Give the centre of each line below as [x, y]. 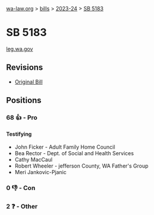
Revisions [25, 68]
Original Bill [29, 82]
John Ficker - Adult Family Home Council [65, 147]
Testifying [19, 134]
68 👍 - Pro [22, 118]
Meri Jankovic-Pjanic [41, 172]
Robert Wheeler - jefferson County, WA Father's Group [81, 166]
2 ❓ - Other [22, 207]
